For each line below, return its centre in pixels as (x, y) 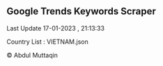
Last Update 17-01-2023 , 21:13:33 (56, 28)
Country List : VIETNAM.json (47, 42)
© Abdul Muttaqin (32, 55)
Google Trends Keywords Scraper (81, 11)
